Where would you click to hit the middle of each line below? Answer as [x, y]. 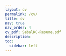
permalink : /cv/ [21, 14]
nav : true [15, 23]
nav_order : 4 [18, 28]
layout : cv [16, 9]
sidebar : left [23, 46]
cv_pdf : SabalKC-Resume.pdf [33, 32]
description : [18, 37]
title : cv [15, 19]
